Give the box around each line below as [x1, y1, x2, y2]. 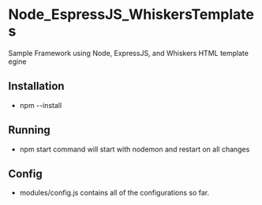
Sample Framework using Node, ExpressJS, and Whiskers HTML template [8, 48, 249, 58]
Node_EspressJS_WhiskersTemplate [8, 6, 255, 24]
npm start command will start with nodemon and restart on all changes [19, 144, 250, 154]
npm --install [19, 100, 62, 110]
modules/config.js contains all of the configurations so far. [19, 188, 210, 198]
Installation [8, 80, 65, 93]
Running [8, 124, 51, 137]
